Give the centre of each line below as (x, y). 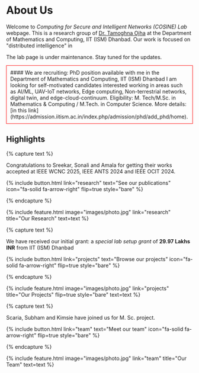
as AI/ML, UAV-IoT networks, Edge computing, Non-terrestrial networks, (99, 91)
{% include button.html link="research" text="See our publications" (89, 183)
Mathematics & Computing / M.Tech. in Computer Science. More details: (98, 104)
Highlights (26, 139)
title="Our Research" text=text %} (47, 218)
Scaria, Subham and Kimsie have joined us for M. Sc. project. (81, 317)
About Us (30, 10)
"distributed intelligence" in (39, 46)
